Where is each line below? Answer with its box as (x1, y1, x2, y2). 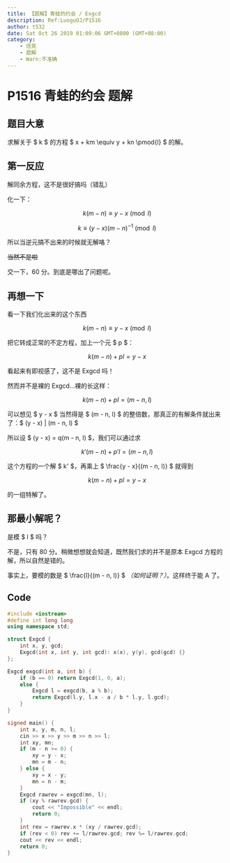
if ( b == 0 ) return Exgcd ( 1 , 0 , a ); (20, 674, 127, 681)
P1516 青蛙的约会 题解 (7, 88, 133, 103)
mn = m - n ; (32, 759, 68, 766)
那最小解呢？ (7, 513, 63, 525)
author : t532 (7, 23, 45, 30)
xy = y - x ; (32, 752, 68, 759)
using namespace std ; (7, 623, 70, 630)
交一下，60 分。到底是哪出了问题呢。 (7, 268, 115, 276)
